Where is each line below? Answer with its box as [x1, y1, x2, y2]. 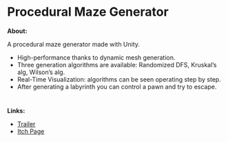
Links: [7, 107, 25, 115]
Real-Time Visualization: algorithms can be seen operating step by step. [17, 75, 222, 83]
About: [7, 27, 28, 35]
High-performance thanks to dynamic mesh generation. [17, 53, 176, 62]
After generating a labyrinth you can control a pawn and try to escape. [17, 82, 217, 91]
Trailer [17, 120, 36, 128]
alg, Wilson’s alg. [17, 68, 65, 76]
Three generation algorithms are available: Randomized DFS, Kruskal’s [17, 60, 217, 69]
